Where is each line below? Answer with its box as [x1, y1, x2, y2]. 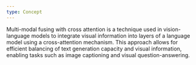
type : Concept [6, 9, 43, 15]
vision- [163, 26, 181, 33]
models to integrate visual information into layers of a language [31, 32, 190, 39]
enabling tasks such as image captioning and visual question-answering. [6, 51, 190, 58]
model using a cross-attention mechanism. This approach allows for [6, 38, 178, 46]
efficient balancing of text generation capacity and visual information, [6, 45, 182, 52]
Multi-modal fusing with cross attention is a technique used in [6, 26, 162, 33]
